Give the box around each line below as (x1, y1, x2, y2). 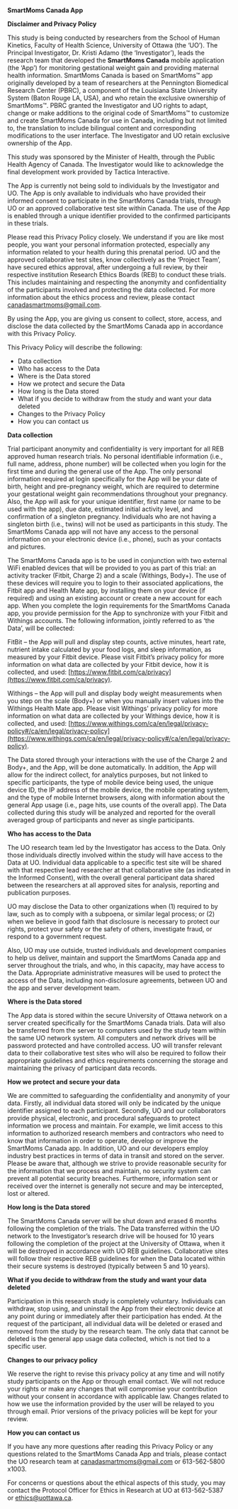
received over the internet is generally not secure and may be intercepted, (7, 1182, 224, 1190)
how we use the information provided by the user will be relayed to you (7, 1400, 215, 1408)
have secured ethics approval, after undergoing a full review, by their (7, 263, 208, 271)
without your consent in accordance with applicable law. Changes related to (7, 1392, 229, 1401)
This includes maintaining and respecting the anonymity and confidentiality (7, 278, 227, 286)
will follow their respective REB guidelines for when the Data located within (7, 1255, 225, 1262)
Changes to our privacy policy (7, 1356, 98, 1364)
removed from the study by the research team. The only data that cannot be (7, 1327, 229, 1335)
